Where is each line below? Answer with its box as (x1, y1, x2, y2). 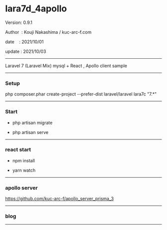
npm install (12, 157, 35, 163)
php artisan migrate (12, 119, 53, 125)
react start (5, 146, 31, 153)
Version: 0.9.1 (5, 19, 33, 25)
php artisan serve (12, 129, 49, 135)
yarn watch (12, 167, 36, 173)
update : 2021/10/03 (5, 48, 46, 54)
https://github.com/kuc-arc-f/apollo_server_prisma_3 (5, 196, 114, 202)
